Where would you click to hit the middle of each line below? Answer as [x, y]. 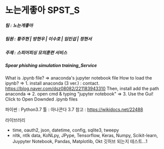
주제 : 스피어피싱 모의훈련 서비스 [36, 52]
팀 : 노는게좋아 [19, 25]
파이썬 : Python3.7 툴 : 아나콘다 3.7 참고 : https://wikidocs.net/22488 [74, 109]
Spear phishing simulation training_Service [51, 65]
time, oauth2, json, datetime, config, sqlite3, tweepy [66, 130]
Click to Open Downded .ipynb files [42, 99]
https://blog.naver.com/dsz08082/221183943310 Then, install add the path [82, 88]
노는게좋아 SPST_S [42, 10]
